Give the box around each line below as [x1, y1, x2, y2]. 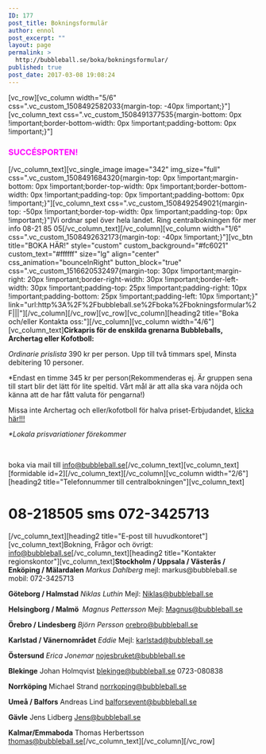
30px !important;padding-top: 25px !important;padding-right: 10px [30, 283, 248, 292]
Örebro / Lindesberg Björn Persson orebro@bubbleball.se [8, 619, 199, 629]
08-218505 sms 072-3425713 [8, 505, 210, 523]
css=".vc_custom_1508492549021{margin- [107, 198, 248, 208]
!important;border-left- [164, 274, 239, 283]
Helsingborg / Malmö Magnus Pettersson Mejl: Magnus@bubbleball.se [8, 604, 244, 614]
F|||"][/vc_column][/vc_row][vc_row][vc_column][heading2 [8, 308, 201, 318]
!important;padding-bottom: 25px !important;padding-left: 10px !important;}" [8, 291, 258, 301]
